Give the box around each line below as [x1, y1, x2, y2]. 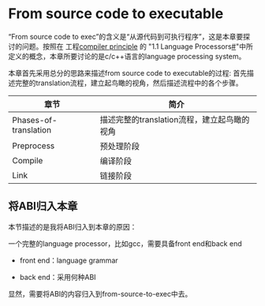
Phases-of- [12, 114, 58, 125]
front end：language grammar [19, 256, 118, 265]
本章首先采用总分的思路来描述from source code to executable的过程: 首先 [8, 68, 248, 77]
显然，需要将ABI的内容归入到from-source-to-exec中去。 [8, 289, 192, 298]
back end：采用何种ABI [19, 272, 96, 282]
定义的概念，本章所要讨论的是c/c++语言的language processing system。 [8, 51, 246, 61]
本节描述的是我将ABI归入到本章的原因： [8, 222, 137, 231]
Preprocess [12, 140, 55, 151]
